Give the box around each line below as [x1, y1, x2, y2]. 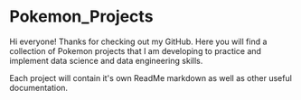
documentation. [9, 82, 69, 93]
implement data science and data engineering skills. [9, 55, 203, 66]
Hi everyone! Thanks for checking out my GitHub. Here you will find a [9, 36, 268, 47]
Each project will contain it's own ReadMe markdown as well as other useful [9, 72, 292, 83]
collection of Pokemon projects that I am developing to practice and [9, 45, 262, 56]
